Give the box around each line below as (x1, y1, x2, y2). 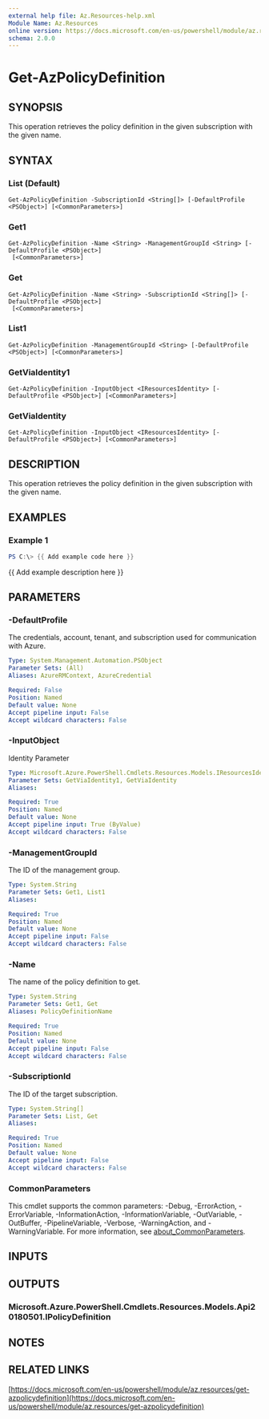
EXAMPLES (8, 510, 66, 524)
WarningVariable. (8, 1226, 66, 1236)
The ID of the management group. (8, 866, 120, 875)
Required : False (8, 687, 62, 695)
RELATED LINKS (8, 1363, 90, 1376)
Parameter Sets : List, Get (8, 1112, 98, 1120)
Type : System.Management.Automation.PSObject (8, 657, 163, 665)
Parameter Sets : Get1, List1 (8, 888, 106, 896)
